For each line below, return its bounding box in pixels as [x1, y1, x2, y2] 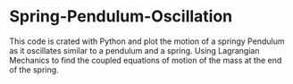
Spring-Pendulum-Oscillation [9, 6, 233, 27]
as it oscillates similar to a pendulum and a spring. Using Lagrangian [9, 45, 260, 55]
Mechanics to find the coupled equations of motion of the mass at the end [9, 55, 282, 65]
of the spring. [9, 64, 60, 75]
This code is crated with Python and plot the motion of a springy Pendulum [9, 36, 285, 46]
